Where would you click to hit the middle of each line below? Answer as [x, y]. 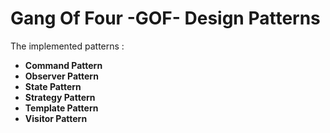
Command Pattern [63, 65]
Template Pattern [61, 108]
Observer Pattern [61, 76]
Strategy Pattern [60, 97]
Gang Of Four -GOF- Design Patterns [165, 18]
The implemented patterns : [67, 46]
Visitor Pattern [56, 118]
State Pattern [53, 86]
